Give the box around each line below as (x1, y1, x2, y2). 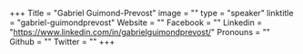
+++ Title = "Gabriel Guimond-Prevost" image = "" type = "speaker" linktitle (9, 8, 294, 18)
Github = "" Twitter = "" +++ (9, 36, 116, 47)
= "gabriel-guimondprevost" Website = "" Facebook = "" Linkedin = (9, 17, 262, 28)
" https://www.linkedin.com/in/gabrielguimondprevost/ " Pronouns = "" (9, 27, 270, 37)
